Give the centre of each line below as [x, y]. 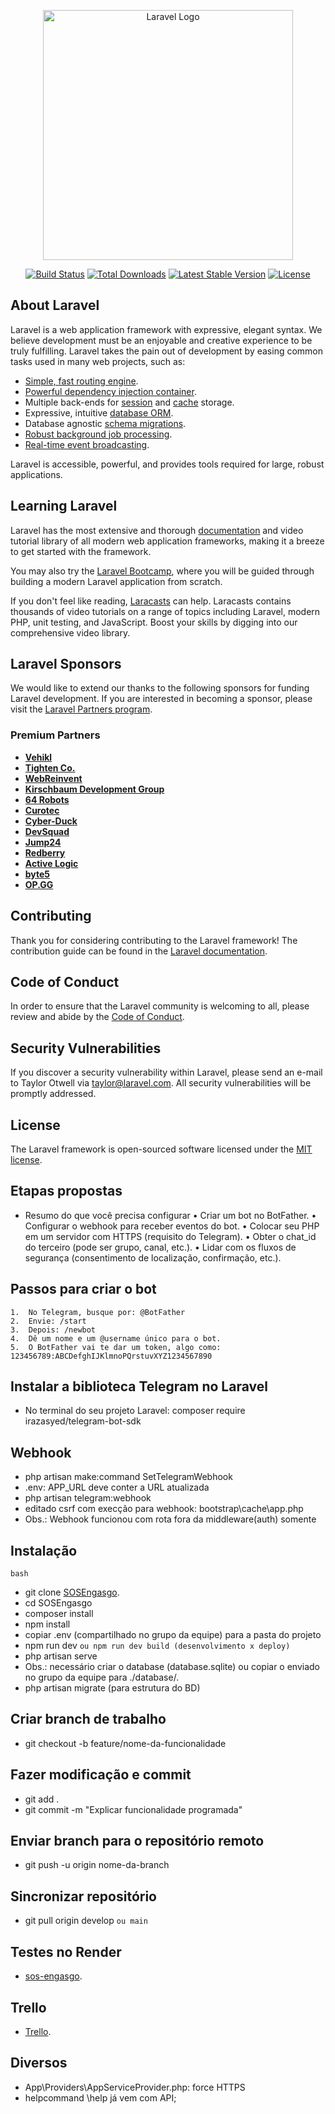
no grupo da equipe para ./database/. [102, 1677]
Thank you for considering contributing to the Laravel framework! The [154, 940]
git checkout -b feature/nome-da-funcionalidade [125, 1743]
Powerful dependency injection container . [110, 391]
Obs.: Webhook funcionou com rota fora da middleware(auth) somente [170, 1519]
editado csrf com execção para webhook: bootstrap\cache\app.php [164, 1509]
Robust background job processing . [98, 434]
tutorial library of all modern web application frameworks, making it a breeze [167, 541]
